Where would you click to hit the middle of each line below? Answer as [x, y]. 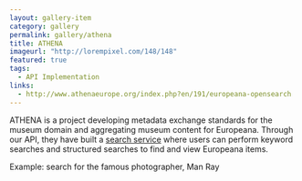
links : [22, 85]
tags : [20, 69]
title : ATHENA [36, 43]
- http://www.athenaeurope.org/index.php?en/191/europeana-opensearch [155, 94]
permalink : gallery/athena [61, 35]
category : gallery [44, 26]
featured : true [38, 60]
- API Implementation [59, 77]
